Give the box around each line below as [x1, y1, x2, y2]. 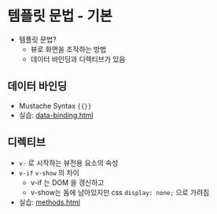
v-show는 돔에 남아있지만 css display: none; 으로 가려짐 [30, 187, 210, 197]
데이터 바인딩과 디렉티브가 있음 [30, 54, 126, 64]
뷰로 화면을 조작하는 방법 [30, 44, 107, 53]
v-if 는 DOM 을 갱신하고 [30, 178, 105, 187]
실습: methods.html [18, 197, 80, 207]
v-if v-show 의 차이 [18, 168, 79, 177]
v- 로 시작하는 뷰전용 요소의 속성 [18, 158, 119, 168]
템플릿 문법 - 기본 [7, 7, 113, 25]
